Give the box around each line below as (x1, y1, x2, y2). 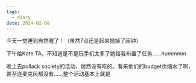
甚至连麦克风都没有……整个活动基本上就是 (6, 70, 111, 78)
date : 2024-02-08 (6, 20, 50, 26)
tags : (6, 8, 20, 15)
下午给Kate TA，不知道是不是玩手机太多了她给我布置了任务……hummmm (6, 50, 187, 57)
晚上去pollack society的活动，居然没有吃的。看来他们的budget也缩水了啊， (6, 63, 194, 70)
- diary (11, 14, 31, 20)
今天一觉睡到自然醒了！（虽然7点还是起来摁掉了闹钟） (6, 37, 142, 45)
